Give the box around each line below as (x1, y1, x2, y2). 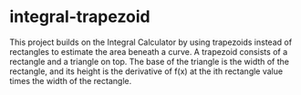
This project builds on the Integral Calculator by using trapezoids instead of (9, 37, 293, 47)
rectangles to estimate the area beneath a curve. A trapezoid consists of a (9, 46, 288, 57)
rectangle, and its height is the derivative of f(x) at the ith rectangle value (9, 66, 284, 77)
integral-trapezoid (9, 6, 150, 27)
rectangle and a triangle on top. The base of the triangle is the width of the (9, 56, 290, 67)
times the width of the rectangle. (9, 75, 132, 86)
